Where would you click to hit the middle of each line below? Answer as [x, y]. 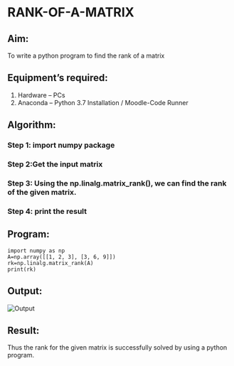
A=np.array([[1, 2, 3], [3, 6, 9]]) [62, 257]
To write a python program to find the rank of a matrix [86, 55]
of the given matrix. [42, 192]
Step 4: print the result [47, 211]
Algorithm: [32, 125]
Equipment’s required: [58, 78]
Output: [25, 291]
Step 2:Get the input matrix [55, 164]
